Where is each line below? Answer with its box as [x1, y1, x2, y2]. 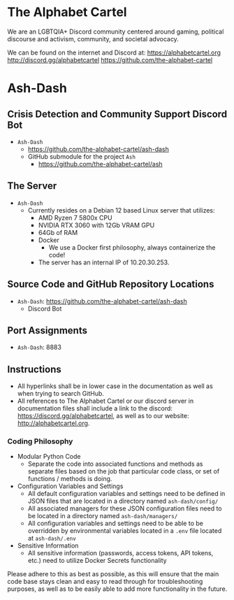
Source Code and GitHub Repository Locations [7, 278, 214, 290]
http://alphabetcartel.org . [17, 419, 90, 427]
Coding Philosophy [7, 436, 73, 446]
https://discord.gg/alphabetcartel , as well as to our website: [17, 412, 190, 420]
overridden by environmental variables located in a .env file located [27, 527, 222, 535]
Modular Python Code [17, 452, 81, 461]
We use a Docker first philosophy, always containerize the [48, 243, 216, 252]
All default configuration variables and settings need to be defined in [27, 490, 226, 498]
